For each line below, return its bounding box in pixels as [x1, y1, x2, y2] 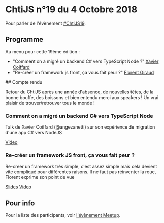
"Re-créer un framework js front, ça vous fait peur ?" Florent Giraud [12, 69, 154, 75]
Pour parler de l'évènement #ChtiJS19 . [5, 20, 86, 26]
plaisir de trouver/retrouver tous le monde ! [5, 100, 95, 106]
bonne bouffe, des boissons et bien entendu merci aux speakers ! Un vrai [5, 94, 159, 100]
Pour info [5, 199, 35, 207]
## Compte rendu [5, 79, 42, 85]
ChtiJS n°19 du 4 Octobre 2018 [5, 4, 138, 15]
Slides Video [5, 184, 32, 190]
